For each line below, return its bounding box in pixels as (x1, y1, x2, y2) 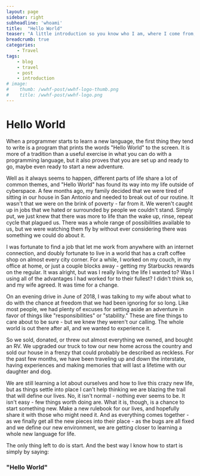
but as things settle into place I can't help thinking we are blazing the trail (6, 386, 186, 393)
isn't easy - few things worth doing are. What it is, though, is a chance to (6, 398, 185, 406)
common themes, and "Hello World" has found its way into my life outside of (6, 180, 194, 188)
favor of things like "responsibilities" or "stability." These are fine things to (6, 312, 188, 319)
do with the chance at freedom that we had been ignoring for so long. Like (6, 299, 189, 306)
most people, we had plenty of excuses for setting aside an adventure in (6, 305, 184, 312)
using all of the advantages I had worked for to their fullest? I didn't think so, (6, 275, 193, 282)
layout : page (6, 8, 39, 15)
